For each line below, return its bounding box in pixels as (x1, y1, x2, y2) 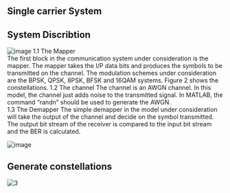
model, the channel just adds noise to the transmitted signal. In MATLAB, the (7, 91, 223, 99)
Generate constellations (7, 161, 113, 172)
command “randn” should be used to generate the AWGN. (7, 98, 172, 106)
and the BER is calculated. (7, 127, 81, 136)
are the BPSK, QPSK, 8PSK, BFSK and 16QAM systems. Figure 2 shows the (7, 76, 219, 84)
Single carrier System (7, 5, 102, 17)
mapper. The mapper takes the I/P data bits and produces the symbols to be (7, 62, 223, 70)
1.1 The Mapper (33, 47, 76, 56)
